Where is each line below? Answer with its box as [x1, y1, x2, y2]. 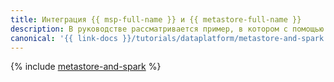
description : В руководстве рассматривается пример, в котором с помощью [10, 24, 325, 34]
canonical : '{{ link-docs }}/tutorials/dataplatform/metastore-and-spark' [10, 33, 329, 43]
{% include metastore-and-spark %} [10, 61, 162, 73]
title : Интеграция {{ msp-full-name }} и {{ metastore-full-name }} [10, 14, 302, 25]
